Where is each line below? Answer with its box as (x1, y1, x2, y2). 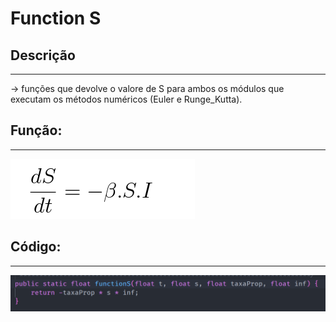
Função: (10, 122, 63, 139)
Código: (10, 238, 62, 256)
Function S (10, 7, 102, 30)
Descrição (10, 47, 76, 64)
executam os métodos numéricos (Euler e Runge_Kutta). (10, 93, 243, 105)
